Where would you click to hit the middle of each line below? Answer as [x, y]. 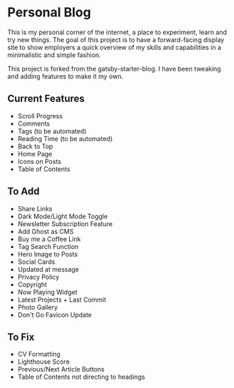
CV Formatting [39, 354]
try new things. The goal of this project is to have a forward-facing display [116, 39]
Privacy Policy [38, 277]
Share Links [35, 208]
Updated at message [48, 269]
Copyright [32, 284]
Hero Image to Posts [48, 254]
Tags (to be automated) [52, 131]
